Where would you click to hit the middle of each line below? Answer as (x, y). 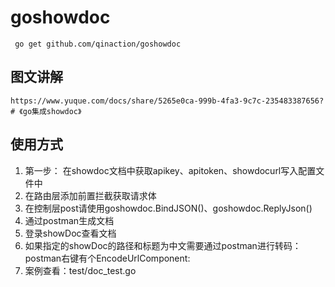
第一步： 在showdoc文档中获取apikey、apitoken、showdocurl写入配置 (170, 170)
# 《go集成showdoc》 (46, 111)
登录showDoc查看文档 (70, 233)
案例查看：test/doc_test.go (80, 270)
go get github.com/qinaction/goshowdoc (98, 44)
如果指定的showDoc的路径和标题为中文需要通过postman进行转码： (163, 245)
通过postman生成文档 (69, 220)
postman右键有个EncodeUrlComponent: (107, 258)
